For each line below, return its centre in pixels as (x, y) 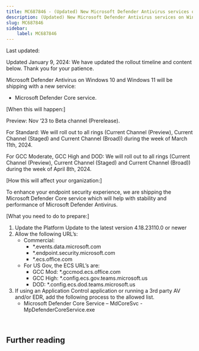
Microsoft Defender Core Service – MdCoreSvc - (83, 303)
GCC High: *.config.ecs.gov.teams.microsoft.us (90, 278)
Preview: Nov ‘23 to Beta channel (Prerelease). (63, 121)
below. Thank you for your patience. (50, 68)
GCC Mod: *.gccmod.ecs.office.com (76, 272)
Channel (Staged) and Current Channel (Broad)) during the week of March (97, 139)
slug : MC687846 (25, 23)
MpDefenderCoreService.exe (59, 310)
